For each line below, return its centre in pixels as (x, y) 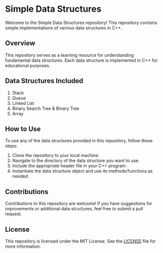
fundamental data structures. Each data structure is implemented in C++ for (81, 60)
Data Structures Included (44, 81)
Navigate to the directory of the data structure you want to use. (76, 161)
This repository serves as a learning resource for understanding (70, 55)
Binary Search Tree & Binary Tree (46, 108)
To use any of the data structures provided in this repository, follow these (79, 141)
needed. (21, 176)
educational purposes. (28, 65)
